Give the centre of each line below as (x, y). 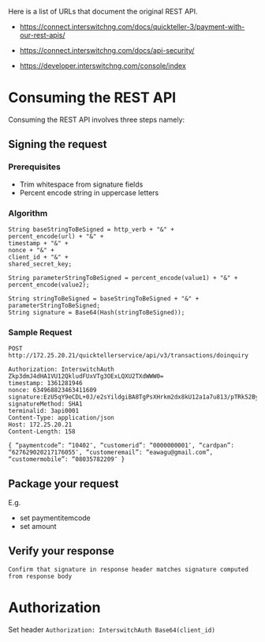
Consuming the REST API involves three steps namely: (97, 119)
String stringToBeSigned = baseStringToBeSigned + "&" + (104, 298)
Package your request (63, 483)
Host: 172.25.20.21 (40, 425)
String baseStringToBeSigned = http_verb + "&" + (91, 229)
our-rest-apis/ (42, 35)
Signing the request (58, 144)
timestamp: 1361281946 (45, 383)
